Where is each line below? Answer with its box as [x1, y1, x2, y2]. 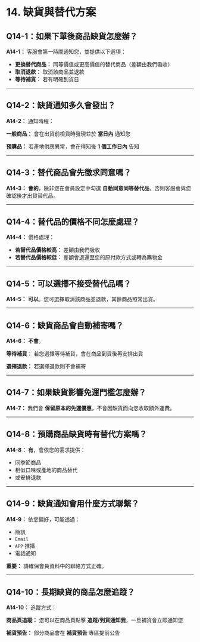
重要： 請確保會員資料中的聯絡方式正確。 [6, 562, 107, 569]
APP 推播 [14, 542, 36, 549]
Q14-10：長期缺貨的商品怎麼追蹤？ [6, 586, 135, 597]
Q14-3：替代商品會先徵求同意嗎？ [6, 168, 132, 178]
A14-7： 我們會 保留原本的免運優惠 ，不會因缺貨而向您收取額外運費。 [6, 404, 176, 411]
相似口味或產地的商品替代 [14, 466, 78, 474]
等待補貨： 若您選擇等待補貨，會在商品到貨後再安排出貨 [6, 350, 143, 357]
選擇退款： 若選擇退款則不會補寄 [6, 363, 86, 370]
